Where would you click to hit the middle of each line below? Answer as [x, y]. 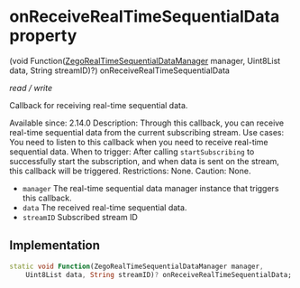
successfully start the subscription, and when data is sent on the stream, [144, 161]
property [43, 36]
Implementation [55, 246]
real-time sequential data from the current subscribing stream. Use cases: [147, 132]
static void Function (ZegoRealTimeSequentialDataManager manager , [136, 266]
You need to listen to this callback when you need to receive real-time [139, 142]
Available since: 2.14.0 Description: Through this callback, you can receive [147, 123]
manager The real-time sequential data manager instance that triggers [150, 188]
